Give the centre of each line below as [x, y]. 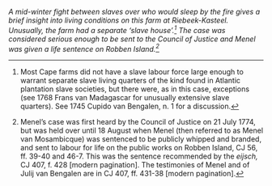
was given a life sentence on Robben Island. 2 [84, 48]
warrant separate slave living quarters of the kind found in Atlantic [130, 81]
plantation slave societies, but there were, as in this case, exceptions [134, 89]
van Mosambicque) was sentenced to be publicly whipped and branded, [140, 139]
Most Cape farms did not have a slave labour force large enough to [132, 72]
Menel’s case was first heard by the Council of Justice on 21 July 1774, [138, 122]
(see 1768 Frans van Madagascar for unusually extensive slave [125, 98]
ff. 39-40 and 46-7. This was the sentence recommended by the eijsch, [139, 156]
